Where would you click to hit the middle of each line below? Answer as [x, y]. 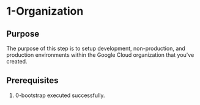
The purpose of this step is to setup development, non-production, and [96, 48]
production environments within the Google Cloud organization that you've [100, 55]
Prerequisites [32, 81]
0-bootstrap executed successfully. [60, 95]
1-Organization [45, 11]
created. [17, 61]
